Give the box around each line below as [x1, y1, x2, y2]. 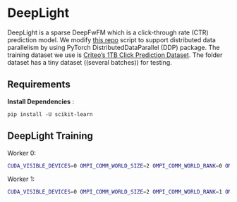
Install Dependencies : [7, 97, 75, 106]
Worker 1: [7, 175, 35, 184]
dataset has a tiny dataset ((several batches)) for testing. [7, 58, 173, 66]
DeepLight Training [7, 130, 94, 142]
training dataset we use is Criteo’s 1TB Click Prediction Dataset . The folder [7, 51, 223, 59]
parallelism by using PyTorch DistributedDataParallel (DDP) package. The [7, 43, 220, 51]
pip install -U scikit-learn [7, 111, 93, 118]
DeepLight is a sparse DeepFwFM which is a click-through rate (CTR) [7, 28, 209, 37]
